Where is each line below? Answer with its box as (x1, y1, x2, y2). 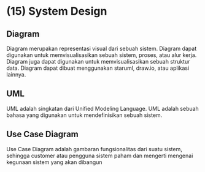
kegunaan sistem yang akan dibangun (6, 158, 102, 166)
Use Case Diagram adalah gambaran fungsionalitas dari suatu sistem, (6, 145, 182, 152)
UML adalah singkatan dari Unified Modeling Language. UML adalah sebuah (6, 105, 199, 112)
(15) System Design (6, 4, 107, 18)
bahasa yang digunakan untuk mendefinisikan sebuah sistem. (6, 111, 163, 119)
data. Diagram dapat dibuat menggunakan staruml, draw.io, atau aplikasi (6, 64, 190, 72)
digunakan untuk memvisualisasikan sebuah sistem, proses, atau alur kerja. (6, 51, 197, 59)
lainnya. (6, 71, 26, 78)
